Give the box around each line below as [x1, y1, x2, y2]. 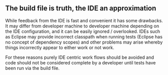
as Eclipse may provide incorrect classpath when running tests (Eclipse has [5, 33, 163, 40]
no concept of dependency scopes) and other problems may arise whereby [5, 39, 163, 45]
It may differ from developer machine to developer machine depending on [5, 23, 159, 29]
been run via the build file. [5, 65, 60, 71]
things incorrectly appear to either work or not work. [5, 44, 115, 50]
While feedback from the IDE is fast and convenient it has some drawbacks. [5, 17, 163, 23]
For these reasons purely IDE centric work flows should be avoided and [5, 54, 154, 60]
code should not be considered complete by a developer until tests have [5, 59, 156, 65]
